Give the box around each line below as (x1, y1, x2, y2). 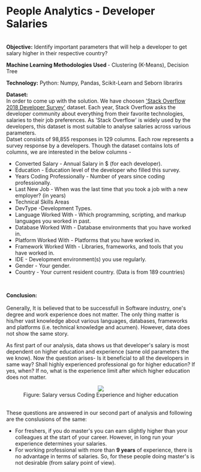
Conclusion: (6, 291, 38, 298)
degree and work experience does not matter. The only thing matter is (6, 310, 179, 318)
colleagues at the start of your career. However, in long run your (14, 434, 173, 441)
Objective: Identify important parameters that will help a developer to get (6, 43, 187, 50)
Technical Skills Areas (14, 198, 70, 205)
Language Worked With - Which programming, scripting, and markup (14, 211, 187, 218)
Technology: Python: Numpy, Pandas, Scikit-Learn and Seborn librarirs (6, 79, 183, 86)
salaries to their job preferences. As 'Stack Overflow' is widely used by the (6, 116, 191, 124)
